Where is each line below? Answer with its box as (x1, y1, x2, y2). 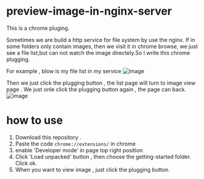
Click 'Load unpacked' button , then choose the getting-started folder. (15, 153, 191, 160)
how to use (6, 114, 63, 127)
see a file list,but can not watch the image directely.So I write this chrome (6, 49, 191, 56)
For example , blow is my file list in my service (6, 67, 122, 74)
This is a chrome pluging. (6, 24, 70, 32)
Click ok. (15, 160, 38, 167)
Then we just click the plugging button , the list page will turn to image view (6, 79, 196, 86)
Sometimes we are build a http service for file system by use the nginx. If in (6, 36, 195, 43)
